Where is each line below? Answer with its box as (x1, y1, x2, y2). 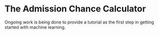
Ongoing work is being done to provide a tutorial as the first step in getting (4, 19, 154, 25)
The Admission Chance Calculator (4, 3, 146, 14)
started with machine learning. (4, 24, 66, 30)
